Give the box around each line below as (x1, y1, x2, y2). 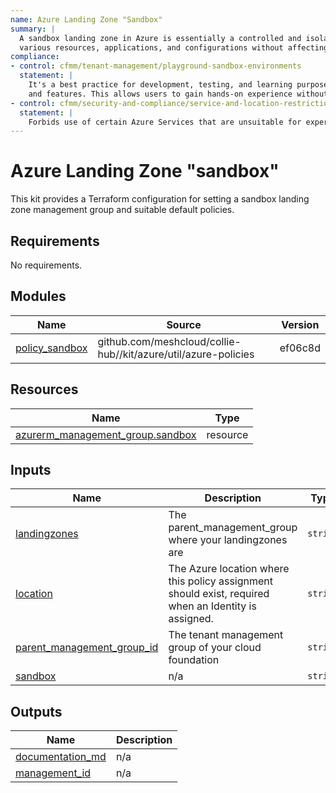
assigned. (168, 612, 214, 626)
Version (281, 317, 320, 331)
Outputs (10, 703, 63, 720)
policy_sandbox (15, 341, 88, 355)
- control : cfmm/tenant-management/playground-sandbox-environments (10, 61, 302, 71)
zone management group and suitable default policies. (10, 204, 235, 216)
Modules (10, 288, 67, 305)
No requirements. (10, 259, 83, 271)
